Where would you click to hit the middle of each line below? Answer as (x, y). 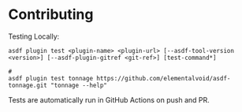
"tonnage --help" (79, 85)
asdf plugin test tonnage (50, 78)
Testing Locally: (34, 36)
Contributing (51, 15)
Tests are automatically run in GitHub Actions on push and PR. (109, 99)
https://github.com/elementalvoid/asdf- (163, 78)
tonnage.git (28, 85)
